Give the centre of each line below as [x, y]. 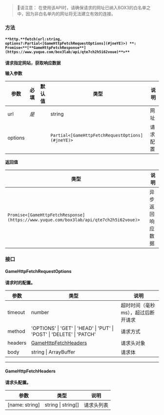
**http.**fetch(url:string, [34, 39]
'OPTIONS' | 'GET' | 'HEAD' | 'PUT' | [72, 328]
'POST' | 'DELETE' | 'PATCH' [63, 334]
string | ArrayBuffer [53, 352]
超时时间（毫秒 [138, 306]
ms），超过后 [135, 313]
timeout [16, 312]
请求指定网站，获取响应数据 [33, 63]
